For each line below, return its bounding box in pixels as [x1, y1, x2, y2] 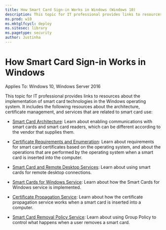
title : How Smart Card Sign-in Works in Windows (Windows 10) [5, 7, 136, 12]
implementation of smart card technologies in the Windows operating [5, 98, 146, 104]
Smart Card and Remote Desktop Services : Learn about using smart [12, 164, 151, 170]
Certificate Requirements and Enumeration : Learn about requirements [12, 139, 154, 145]
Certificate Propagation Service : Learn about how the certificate [12, 194, 143, 200]
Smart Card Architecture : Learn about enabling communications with [12, 118, 152, 124]
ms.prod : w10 [5, 16, 32, 21]
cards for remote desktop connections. [12, 169, 92, 175]
